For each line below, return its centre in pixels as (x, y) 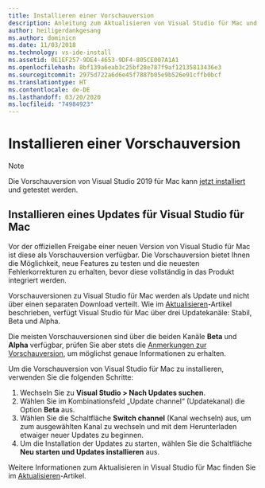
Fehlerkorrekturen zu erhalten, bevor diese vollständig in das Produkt (121, 271)
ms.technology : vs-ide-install (60, 53)
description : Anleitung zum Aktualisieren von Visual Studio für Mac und (133, 23)
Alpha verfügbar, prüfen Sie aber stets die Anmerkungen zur (108, 345)
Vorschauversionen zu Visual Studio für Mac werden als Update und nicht (129, 295)
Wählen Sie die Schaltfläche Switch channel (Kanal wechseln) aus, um (135, 418)
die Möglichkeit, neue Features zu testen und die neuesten (104, 263)
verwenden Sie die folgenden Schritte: (71, 377)
